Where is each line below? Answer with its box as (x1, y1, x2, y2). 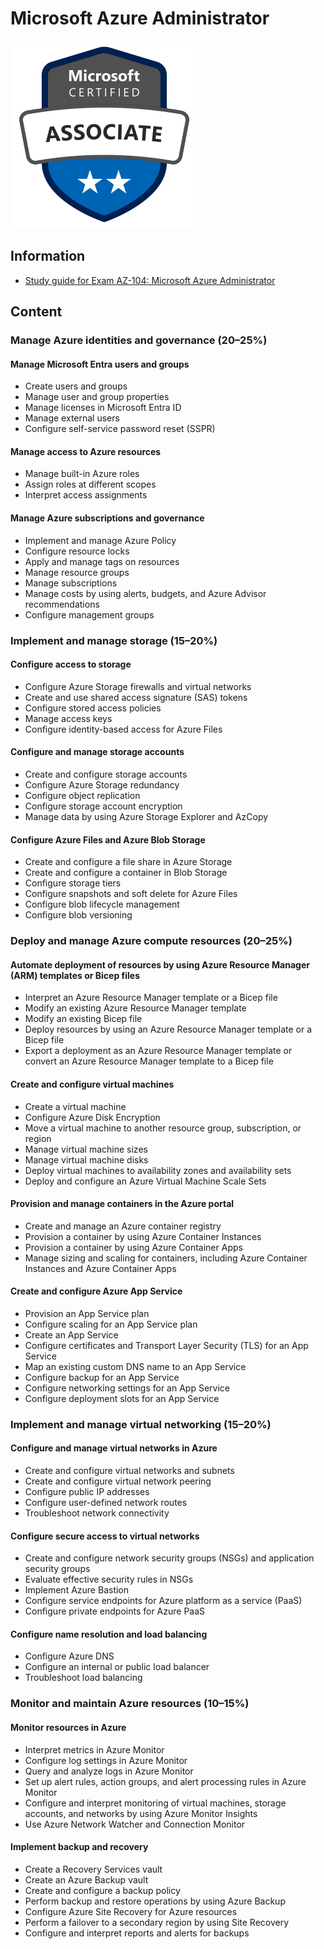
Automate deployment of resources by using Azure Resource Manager (10, 958, 310, 971)
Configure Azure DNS (24, 1650, 115, 1662)
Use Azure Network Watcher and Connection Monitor (24, 1818, 246, 1830)
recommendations (24, 598, 100, 610)
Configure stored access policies (24, 702, 162, 714)
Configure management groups (24, 608, 155, 621)
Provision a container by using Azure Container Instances (24, 1230, 262, 1242)
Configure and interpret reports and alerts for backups (24, 1927, 250, 1939)
